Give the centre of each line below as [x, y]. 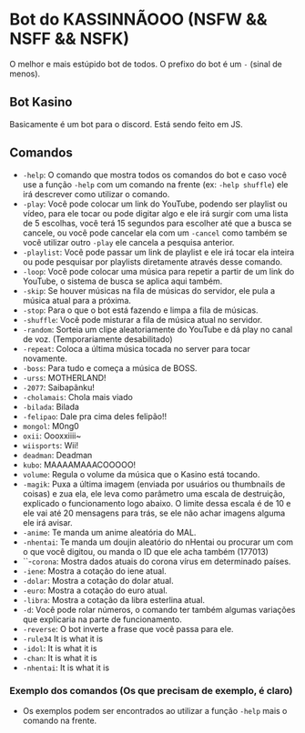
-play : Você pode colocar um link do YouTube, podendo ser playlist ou [155, 204]
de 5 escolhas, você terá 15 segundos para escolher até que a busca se [157, 223]
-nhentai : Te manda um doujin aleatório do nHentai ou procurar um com [158, 542]
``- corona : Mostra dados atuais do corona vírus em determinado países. [157, 561]
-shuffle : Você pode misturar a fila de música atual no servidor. [142, 319]
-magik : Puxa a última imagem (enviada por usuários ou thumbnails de [154, 484]
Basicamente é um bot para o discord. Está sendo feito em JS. [126, 124]
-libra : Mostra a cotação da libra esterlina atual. [114, 599]
